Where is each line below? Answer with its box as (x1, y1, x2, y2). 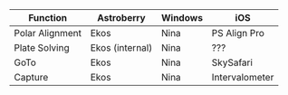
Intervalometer (211, 71, 274, 83)
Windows (161, 12, 204, 24)
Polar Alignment (14, 27, 82, 39)
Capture (14, 71, 49, 83)
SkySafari (211, 56, 254, 69)
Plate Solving (14, 42, 70, 53)
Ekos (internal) (90, 42, 153, 53)
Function (28, 12, 68, 24)
